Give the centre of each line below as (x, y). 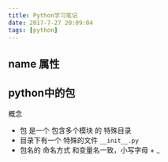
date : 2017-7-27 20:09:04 (50, 23)
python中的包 (42, 93)
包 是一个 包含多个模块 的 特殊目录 (75, 130)
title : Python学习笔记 (43, 15)
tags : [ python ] (33, 30)
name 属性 (34, 64)
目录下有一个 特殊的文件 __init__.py (79, 140)
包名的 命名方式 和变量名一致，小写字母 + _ (90, 149)
